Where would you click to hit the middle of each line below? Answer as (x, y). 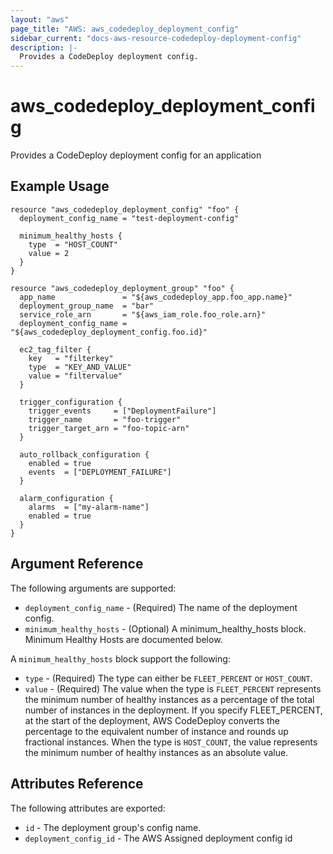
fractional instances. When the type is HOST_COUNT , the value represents (171, 742)
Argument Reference (77, 564)
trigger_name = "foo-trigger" (105, 419)
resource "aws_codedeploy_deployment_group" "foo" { (122, 288)
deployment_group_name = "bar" (87, 306)
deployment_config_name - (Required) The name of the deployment (161, 607)
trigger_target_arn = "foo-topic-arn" (109, 428)
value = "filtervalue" (75, 376)
